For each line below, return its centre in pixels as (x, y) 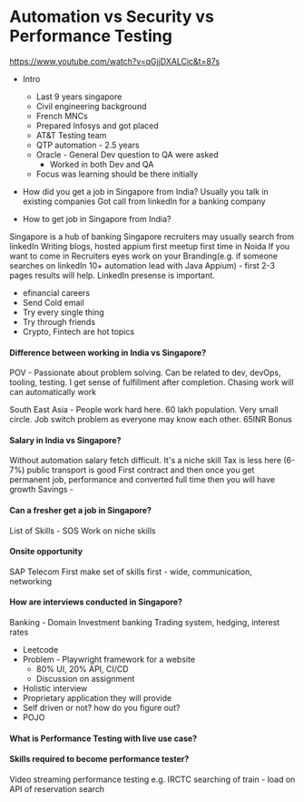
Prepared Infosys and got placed (97, 126)
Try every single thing (63, 312)
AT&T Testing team (71, 135)
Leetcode (40, 649)
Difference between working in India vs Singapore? (108, 352)
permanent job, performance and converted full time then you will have (142, 480)
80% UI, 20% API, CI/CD (82, 669)
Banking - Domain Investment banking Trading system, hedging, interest (145, 622)
